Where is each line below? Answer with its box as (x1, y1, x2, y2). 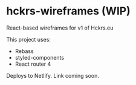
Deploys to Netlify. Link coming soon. (6, 72, 100, 79)
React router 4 (15, 60, 51, 68)
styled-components (15, 54, 65, 61)
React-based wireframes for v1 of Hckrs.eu (6, 24, 114, 31)
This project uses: (6, 36, 51, 43)
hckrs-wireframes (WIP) (6, 4, 131, 18)
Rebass (15, 47, 34, 55)
